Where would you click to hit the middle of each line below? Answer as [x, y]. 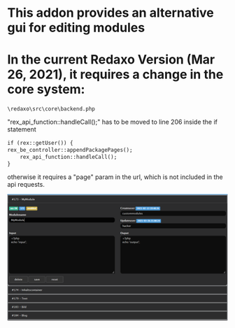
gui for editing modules [76, 28]
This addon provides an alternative [111, 13]
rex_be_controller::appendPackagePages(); [70, 150]
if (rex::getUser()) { [40, 143]
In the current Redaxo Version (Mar [111, 60]
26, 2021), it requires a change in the [115, 74]
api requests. [26, 185]
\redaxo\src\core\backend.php [51, 109]
